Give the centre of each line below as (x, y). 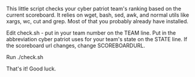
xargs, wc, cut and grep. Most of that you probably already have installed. (97, 21)
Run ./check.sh (25, 57)
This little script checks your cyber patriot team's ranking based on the (94, 9)
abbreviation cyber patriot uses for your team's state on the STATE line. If (97, 39)
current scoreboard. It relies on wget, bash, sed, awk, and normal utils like (98, 15)
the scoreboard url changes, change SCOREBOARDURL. (76, 45)
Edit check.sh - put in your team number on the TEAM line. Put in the (91, 33)
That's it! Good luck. (31, 69)
